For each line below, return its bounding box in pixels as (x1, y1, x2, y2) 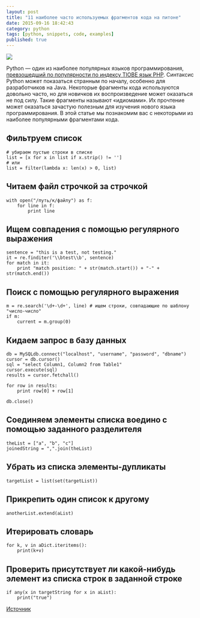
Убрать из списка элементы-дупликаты (6, 462, 166, 472)
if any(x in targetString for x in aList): (6, 590, 117, 596)
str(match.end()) (6, 270, 50, 277)
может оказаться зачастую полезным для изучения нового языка (6, 103, 176, 110)
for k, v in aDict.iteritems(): (6, 543, 87, 549)
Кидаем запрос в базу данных (6, 335, 127, 345)
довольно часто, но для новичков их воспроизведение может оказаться (6, 90, 193, 97)
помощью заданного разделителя (6, 424, 142, 434)
